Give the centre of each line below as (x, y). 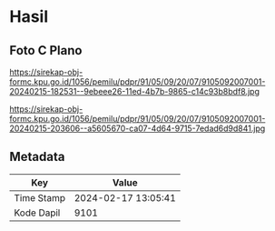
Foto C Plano (46, 50)
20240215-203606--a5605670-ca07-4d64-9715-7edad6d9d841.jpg (137, 128)
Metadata (37, 157)
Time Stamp (40, 197)
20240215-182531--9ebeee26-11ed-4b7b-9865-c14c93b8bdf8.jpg (135, 91)
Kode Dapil (37, 213)
